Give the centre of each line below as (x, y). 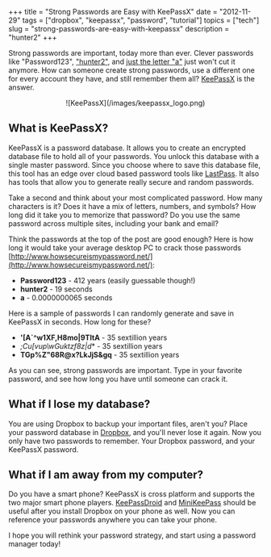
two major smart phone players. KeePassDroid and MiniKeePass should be (132, 503)
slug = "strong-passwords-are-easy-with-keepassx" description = (119, 29)
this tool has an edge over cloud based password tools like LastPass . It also (134, 174)
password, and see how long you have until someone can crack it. (118, 379)
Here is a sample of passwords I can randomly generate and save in (121, 313)
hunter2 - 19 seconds (56, 289)
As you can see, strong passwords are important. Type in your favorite (125, 370)
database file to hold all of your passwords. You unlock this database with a (134, 156)
